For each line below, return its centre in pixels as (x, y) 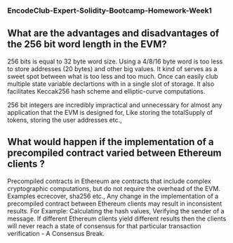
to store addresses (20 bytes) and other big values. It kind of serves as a (112, 68)
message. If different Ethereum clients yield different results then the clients (117, 218)
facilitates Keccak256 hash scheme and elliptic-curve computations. (106, 91)
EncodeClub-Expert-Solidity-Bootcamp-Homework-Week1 (110, 11)
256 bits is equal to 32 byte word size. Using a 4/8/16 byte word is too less (115, 61)
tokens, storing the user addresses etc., (65, 120)
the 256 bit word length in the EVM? (87, 44)
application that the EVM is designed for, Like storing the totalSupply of (110, 112)
